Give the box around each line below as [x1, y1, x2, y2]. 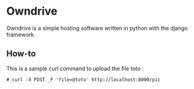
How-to [6, 49, 36, 59]
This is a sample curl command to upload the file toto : [6, 65, 144, 72]
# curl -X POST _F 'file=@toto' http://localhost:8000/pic [6, 76, 161, 83]
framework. [6, 30, 36, 38]
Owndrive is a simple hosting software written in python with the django [6, 24, 188, 32]
